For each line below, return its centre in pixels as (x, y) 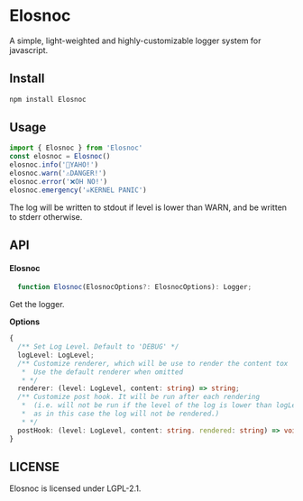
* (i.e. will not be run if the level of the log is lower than (147, 405)
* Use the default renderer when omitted (102, 372)
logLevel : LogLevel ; (56, 355)
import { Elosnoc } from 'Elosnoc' (76, 148)
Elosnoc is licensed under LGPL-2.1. (75, 488)
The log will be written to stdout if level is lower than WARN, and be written (148, 207)
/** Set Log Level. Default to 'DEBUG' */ (98, 347)
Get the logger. (37, 305)
